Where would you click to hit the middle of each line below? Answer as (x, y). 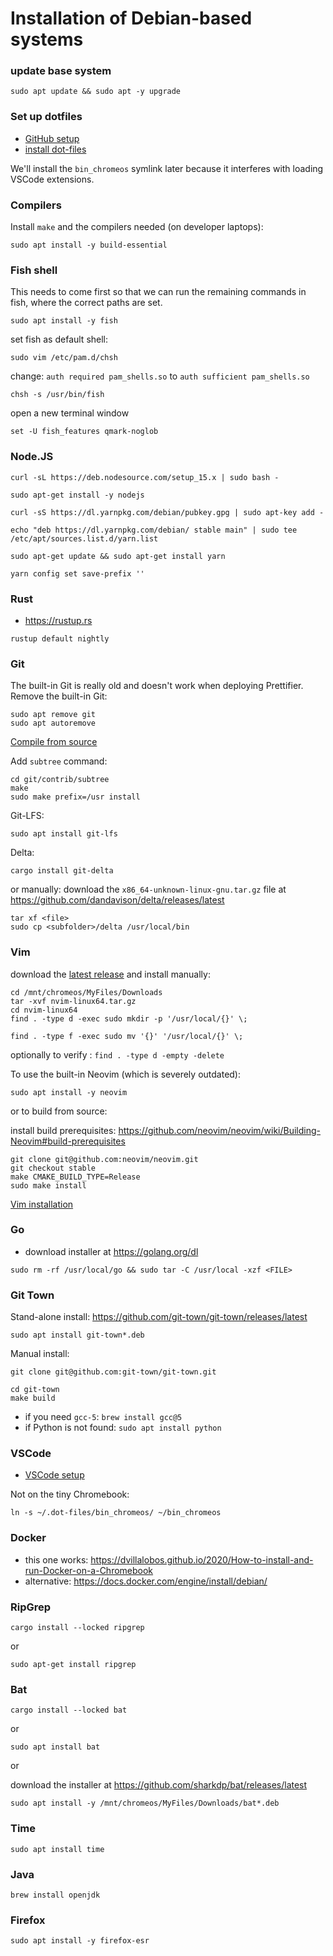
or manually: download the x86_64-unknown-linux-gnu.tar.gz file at (148, 889)
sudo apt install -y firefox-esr (80, 1941)
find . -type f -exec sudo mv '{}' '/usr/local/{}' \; (127, 1036)
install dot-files (55, 149)
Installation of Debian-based (131, 18)
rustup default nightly (60, 638)
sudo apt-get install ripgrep (73, 1665)
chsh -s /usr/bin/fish (57, 395)
